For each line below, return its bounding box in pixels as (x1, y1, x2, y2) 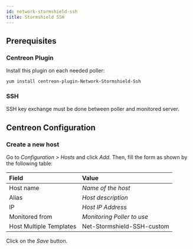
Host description (81, 194, 128, 202)
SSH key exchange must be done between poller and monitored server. (6, 106, 180, 113)
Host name (9, 184, 40, 192)
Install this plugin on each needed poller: (6, 67, 105, 74)
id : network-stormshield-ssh (6, 8, 78, 15)
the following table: (6, 160, 53, 167)
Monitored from (9, 213, 53, 221)
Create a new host (6, 140, 60, 148)
